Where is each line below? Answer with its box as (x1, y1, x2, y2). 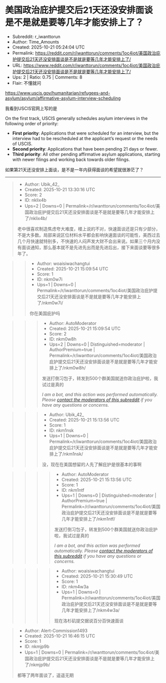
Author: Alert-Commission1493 (24, 628, 88, 633)
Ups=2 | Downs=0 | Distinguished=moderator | (49, 341, 145, 347)
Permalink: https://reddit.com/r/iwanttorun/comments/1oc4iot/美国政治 (12, 50, 157, 56)
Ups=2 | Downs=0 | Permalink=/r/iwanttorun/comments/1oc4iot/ (24, 203, 156, 209)
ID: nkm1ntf (61, 487, 84, 493)
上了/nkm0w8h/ (53, 365, 86, 370)
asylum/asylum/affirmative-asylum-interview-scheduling (5, 95, 121, 101)
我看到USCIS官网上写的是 (5, 105, 58, 111)
